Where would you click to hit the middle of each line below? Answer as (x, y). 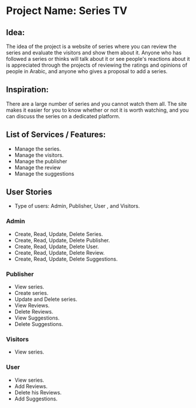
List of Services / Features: (56, 135)
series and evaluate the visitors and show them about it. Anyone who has (94, 53)
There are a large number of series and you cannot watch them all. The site (97, 104)
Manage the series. (38, 149)
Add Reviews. (31, 386)
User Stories (29, 192)
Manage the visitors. (39, 155)
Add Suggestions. (36, 399)
